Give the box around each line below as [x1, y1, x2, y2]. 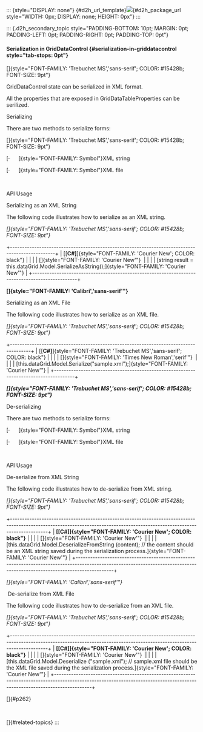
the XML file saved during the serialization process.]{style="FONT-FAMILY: [6, 664, 194, 671]
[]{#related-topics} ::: [6, 719, 59, 726]
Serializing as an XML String [6, 202, 77, 209]
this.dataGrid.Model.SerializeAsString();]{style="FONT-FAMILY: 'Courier [6, 263, 186, 270]
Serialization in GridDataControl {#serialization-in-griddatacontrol [6, 45, 177, 52]
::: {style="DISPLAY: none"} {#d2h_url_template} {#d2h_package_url [6, 7, 181, 13]
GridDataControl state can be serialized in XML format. [6, 83, 144, 90]
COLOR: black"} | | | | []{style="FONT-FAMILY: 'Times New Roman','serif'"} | [6, 354, 198, 361]
